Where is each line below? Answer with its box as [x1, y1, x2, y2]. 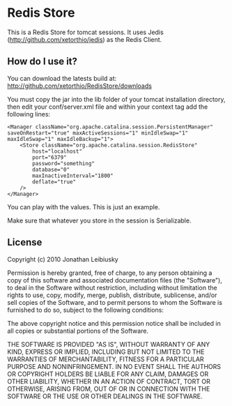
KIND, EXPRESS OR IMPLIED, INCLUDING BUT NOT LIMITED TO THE [7, 347, 205, 356]
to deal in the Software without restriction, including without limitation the [7, 283, 217, 292]
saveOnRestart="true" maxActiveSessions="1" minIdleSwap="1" [7, 129, 189, 137]
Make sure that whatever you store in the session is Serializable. [7, 216, 192, 225]
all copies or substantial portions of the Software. [7, 326, 148, 335]
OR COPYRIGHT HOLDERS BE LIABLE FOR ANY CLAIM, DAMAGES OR [7, 370, 209, 378]
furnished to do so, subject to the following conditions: [7, 306, 164, 314]
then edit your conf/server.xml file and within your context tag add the [7, 103, 208, 111]
